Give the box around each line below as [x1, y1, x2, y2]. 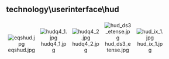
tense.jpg [106, 46, 130, 53]
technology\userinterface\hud [6, 5, 119, 14]
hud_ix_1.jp [137, 40, 163, 47]
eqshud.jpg [8, 46, 35, 53]
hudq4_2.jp [72, 40, 99, 47]
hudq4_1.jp [40, 40, 67, 47]
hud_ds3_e [105, 40, 131, 47]
